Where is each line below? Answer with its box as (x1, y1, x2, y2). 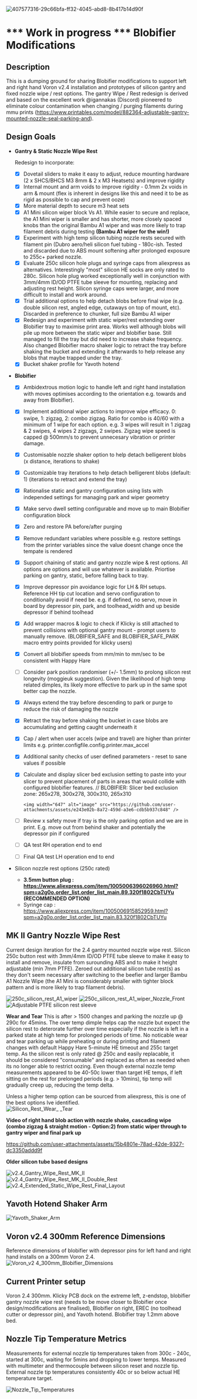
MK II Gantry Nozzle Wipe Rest (6, 931, 121, 941)
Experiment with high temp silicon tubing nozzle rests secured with (23, 234, 186, 241)
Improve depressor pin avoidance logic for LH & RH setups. (23, 583, 167, 590)
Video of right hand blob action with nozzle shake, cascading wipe (6, 1116, 172, 1124)
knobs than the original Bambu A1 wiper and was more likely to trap (23, 222, 186, 229)
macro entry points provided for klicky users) (23, 639, 133, 646)
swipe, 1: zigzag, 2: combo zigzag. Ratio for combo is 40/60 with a (23, 415, 185, 422)
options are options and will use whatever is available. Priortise (23, 566, 176, 573)
